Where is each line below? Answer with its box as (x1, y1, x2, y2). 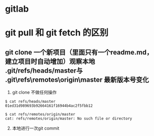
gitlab (5, 3, 29, 15)
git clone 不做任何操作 (12, 89, 57, 96)
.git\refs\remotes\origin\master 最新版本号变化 (5, 76, 149, 84)
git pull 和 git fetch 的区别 (5, 27, 109, 39)
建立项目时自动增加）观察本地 (5, 57, 95, 65)
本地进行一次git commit (12, 125, 60, 131)
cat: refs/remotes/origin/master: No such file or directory (5, 116, 132, 121)
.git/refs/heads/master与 (5, 66, 83, 75)
